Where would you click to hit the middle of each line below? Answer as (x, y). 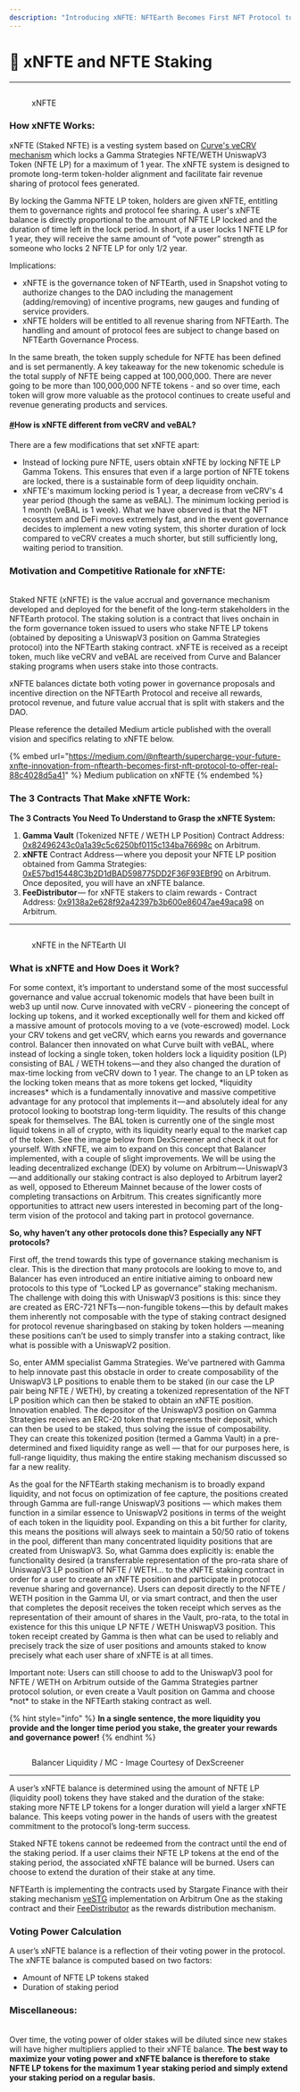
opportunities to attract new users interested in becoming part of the (135, 1206)
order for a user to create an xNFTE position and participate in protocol (140, 1579)
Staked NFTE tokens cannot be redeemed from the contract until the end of (148, 1843)
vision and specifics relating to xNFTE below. (92, 739)
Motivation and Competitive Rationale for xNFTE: (117, 570)
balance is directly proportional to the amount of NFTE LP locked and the (143, 219)
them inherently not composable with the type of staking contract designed (148, 1316)
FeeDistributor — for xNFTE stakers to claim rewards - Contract (139, 892)
